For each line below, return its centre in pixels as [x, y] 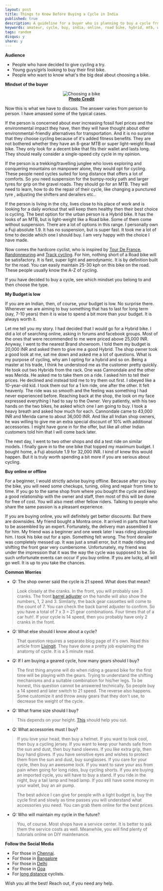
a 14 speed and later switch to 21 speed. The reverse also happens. [84, 691]
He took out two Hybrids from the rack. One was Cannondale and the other [80, 370]
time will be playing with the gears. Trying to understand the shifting [85, 675]
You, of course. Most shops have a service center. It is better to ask [84, 824]
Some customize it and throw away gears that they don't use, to [81, 696]
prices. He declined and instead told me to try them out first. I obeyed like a [80, 380]
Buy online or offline [26, 471]
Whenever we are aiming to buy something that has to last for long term [77, 309]
